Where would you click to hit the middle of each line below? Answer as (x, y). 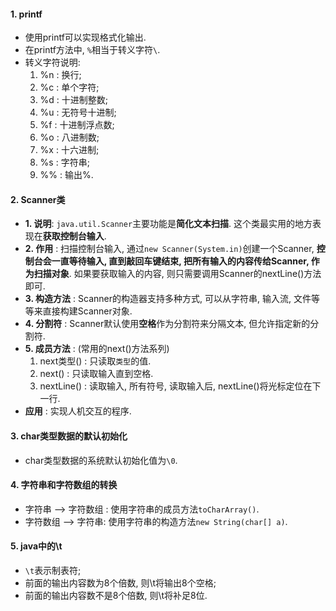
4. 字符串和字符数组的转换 (64, 485)
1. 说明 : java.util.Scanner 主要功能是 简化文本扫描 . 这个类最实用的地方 (168, 224)
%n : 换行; (60, 75)
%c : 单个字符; (69, 87)
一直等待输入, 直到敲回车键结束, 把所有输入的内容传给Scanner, (180, 261)
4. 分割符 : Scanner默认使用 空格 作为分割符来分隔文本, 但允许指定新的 (167, 324)
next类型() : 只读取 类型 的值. (95, 361)
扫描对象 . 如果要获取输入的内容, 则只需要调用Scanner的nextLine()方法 (177, 274)
